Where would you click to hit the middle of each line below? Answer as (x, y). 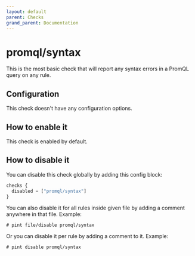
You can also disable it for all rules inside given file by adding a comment (95, 208)
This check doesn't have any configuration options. (69, 109)
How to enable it (37, 127)
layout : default (26, 12)
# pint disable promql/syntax (44, 247)
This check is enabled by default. (47, 141)
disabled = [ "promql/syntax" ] (49, 191)
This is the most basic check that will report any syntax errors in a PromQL (98, 69)
